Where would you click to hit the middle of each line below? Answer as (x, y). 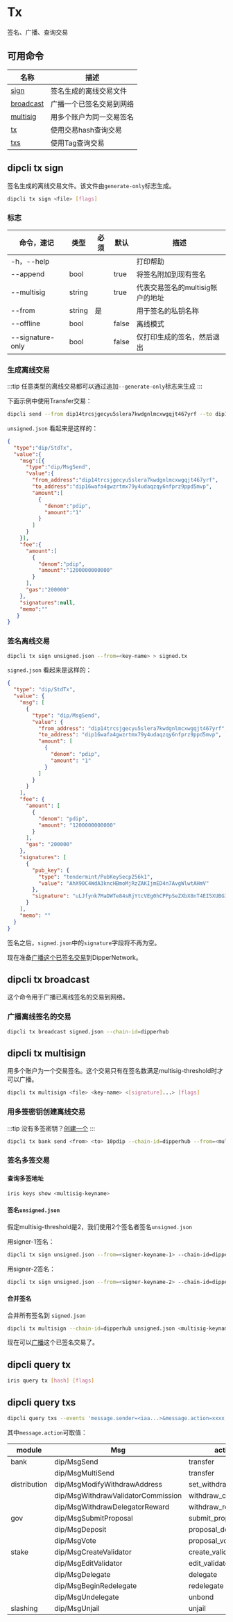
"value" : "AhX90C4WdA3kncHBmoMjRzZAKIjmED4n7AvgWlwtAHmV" (123, 883)
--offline (26, 323)
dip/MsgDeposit (80, 1529)
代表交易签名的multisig (173, 287)
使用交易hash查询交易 (87, 130)
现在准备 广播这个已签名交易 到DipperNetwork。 (75, 957)
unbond (201, 1597)
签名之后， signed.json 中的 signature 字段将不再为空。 (84, 943)
